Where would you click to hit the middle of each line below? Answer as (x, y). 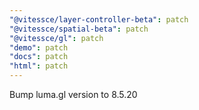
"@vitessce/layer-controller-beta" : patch (99, 19)
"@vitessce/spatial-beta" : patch (79, 29)
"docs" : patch (39, 57)
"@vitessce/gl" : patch (56, 38)
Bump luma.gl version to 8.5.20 (73, 94)
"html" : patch (39, 66)
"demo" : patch (39, 47)
